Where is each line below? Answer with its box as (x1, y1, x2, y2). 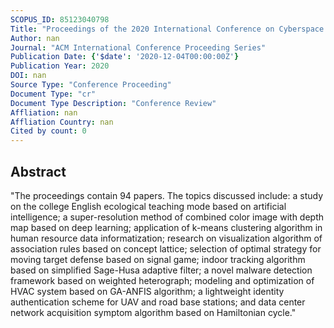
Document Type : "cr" (10, 89, 97, 99)
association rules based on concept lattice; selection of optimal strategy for (10, 242, 322, 255)
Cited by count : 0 (10, 126, 87, 136)
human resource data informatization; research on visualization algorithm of (10, 232, 323, 244)
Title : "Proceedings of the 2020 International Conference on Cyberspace (10, 24, 325, 34)
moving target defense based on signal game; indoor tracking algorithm (10, 253, 306, 265)
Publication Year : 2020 (10, 61, 110, 71)
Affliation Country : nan (10, 117, 114, 127)
